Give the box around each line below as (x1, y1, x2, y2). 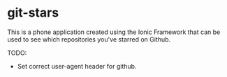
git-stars (7, 5, 59, 21)
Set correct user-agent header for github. (17, 62, 137, 70)
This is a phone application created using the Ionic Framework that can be (7, 28, 221, 36)
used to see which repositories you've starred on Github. (7, 35, 171, 43)
